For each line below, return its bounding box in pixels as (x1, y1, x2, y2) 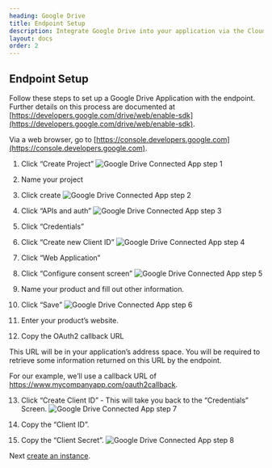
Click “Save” (20, 300, 63, 310)
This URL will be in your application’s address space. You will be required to (9, 347, 261, 356)
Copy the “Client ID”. (20, 420, 90, 429)
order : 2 (9, 42, 39, 50)
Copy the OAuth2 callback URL (20, 331, 124, 340)
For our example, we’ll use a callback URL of (9, 371, 157, 381)
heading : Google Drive (9, 11, 86, 20)
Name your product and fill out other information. (20, 284, 185, 293)
